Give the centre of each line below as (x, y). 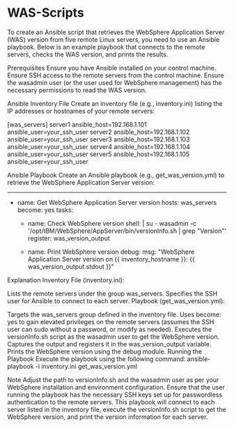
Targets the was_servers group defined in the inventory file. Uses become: (114, 314)
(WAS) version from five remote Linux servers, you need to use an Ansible (114, 39)
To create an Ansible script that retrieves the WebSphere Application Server (116, 32)
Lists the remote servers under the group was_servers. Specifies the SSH (112, 293)
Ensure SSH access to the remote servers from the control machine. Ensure (116, 75)
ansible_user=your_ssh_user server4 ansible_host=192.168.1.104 (99, 146)
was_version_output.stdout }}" (71, 266)
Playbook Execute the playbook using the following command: (96, 359)
